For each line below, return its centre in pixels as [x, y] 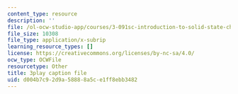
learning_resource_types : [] [50, 47]
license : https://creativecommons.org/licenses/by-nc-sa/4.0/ [101, 54]
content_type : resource [42, 14]
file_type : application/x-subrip [57, 40]
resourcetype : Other [38, 66]
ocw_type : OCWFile [34, 60]
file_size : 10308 [33, 34]
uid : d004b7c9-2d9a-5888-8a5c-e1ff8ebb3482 [73, 80]
